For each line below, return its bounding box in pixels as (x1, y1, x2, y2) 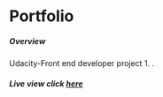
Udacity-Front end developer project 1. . (9, 58, 155, 69)
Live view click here (9, 78, 84, 89)
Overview (9, 35, 46, 46)
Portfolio (9, 6, 74, 26)
